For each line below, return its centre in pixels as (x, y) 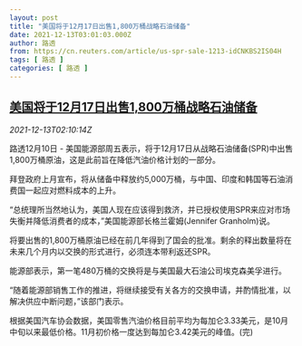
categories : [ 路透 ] (49, 69)
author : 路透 (33, 43)
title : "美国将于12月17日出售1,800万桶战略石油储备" (100, 26)
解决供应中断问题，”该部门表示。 (69, 301)
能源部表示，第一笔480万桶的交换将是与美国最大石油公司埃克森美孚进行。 (148, 270)
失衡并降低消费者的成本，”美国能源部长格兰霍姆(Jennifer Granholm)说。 (142, 221)
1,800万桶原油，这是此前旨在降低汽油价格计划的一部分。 (115, 159)
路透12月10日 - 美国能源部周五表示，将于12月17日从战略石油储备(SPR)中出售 (151, 148)
